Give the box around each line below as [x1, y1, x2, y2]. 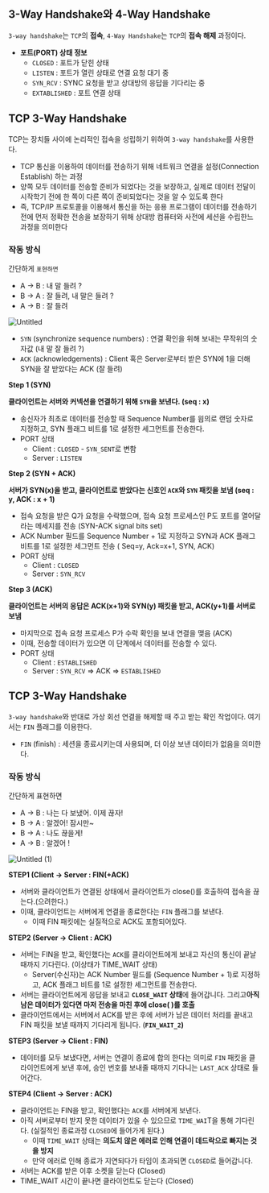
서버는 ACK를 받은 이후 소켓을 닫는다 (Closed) [19, 1166, 166, 1176]
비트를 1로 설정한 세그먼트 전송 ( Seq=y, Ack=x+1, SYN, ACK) [19, 541, 215, 550]
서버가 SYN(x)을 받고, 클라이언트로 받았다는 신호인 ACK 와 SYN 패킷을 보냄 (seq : [8, 485, 255, 495]
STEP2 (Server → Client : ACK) [8, 933, 112, 942]
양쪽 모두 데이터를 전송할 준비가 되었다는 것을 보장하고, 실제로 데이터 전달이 [19, 181, 256, 191]
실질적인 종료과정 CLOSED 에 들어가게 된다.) [33, 1126, 165, 1136]
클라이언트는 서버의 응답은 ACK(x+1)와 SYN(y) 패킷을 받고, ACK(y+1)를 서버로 [8, 601, 256, 611]
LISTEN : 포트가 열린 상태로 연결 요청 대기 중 [31, 68, 169, 77]
